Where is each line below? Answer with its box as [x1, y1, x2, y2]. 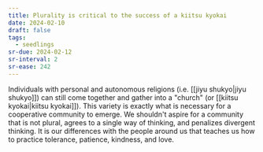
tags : [8, 33, 26, 42]
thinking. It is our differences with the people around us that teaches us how [8, 126, 255, 135]
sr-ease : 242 [8, 63, 51, 71]
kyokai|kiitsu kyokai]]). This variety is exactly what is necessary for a [8, 101, 232, 110]
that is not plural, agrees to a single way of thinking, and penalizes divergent [8, 117, 256, 127]
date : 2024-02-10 [8, 19, 65, 27]
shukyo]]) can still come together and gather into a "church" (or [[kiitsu [8, 92, 239, 102]
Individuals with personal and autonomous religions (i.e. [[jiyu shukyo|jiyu [8, 84, 246, 94]
